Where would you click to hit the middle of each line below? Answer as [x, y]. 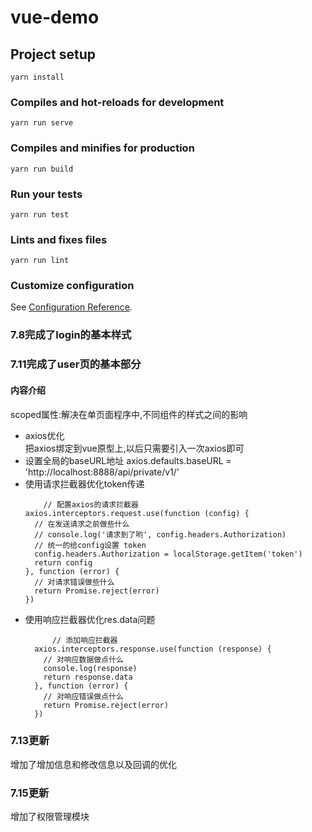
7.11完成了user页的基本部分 [76, 364]
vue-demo [55, 17]
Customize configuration [72, 286]
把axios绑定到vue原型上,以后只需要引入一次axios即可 [134, 448]
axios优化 [44, 435]
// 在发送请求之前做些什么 [82, 524]
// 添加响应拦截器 [84, 640]
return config [63, 562]
